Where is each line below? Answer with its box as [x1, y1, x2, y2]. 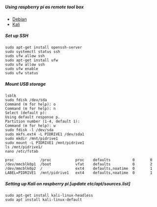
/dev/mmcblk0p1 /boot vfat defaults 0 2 [5, 161, 153, 166]
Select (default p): [5, 110, 48, 115]
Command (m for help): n [5, 106, 56, 111]
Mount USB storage [5, 81, 46, 87]
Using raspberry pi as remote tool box [5, 4, 84, 10]
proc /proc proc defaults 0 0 [5, 157, 153, 162]
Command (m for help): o [5, 102, 56, 107]
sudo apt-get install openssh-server [5, 45, 82, 50]
